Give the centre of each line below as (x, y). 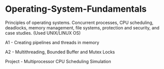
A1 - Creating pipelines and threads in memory (52, 42)
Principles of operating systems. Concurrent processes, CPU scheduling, (79, 23)
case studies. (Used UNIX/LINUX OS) (43, 33)
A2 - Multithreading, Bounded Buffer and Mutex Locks (60, 52)
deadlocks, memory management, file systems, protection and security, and (82, 27)
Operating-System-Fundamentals (76, 9)
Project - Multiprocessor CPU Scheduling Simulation (58, 61)
